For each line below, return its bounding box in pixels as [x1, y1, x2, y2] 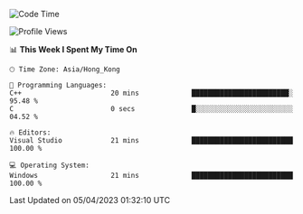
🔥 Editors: [9, 128, 52, 137]
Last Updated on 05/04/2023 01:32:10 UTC [9, 195, 170, 205]
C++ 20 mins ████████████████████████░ [9, 88, 294, 98]
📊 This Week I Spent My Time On [9, 44, 137, 54]
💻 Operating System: [9, 161, 90, 170]
